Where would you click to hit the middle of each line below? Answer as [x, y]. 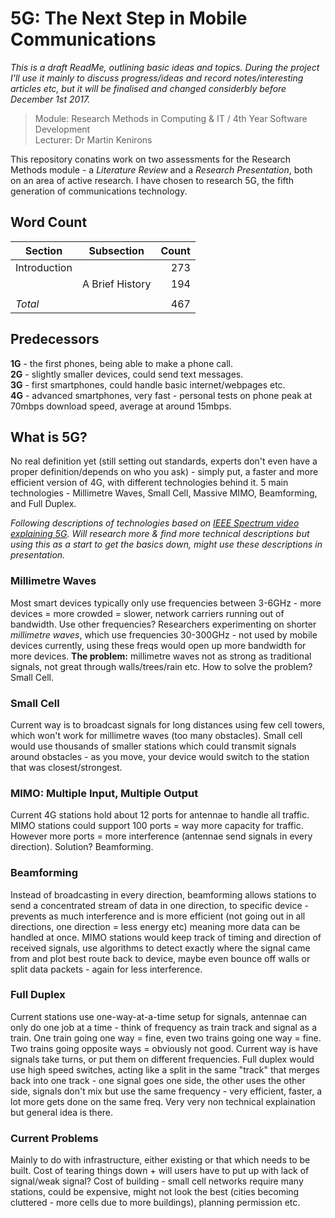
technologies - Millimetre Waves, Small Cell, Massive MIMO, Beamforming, [164, 493]
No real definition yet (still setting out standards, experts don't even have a [164, 461]
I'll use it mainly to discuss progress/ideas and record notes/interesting [157, 78]
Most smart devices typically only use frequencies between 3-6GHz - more [166, 603]
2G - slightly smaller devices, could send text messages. [127, 374]
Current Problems [54, 1138]
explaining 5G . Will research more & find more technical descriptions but [160, 534]
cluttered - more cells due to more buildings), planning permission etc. [155, 1203]
